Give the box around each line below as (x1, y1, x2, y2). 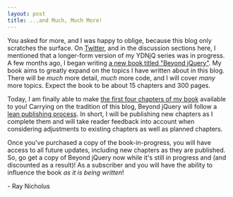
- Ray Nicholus (7, 182, 51, 190)
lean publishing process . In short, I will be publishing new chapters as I (7, 110, 213, 118)
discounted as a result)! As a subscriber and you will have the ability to (7, 160, 213, 169)
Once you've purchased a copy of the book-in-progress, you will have (7, 138, 212, 146)
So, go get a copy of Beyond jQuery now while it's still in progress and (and (7, 153, 227, 162)
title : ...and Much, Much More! (7, 17, 102, 24)
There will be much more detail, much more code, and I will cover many (7, 73, 215, 82)
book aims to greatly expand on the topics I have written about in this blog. (7, 66, 225, 75)
